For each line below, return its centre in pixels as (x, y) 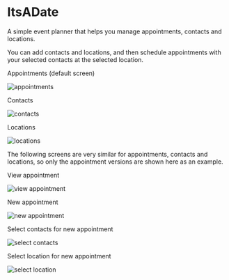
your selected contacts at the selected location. (76, 59)
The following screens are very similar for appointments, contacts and (108, 154)
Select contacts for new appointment (60, 229)
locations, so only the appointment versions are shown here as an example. (116, 162)
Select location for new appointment (59, 256)
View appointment (33, 175)
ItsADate (33, 12)
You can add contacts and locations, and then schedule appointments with (114, 52)
